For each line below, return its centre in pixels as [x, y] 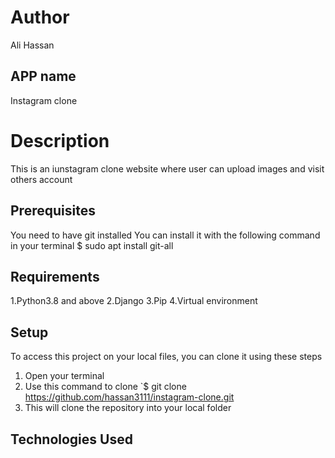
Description [60, 140]
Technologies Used [71, 439]
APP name [43, 76]
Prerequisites [53, 211]
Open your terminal [64, 376]
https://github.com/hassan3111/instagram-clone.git [129, 397]
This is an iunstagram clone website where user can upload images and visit [167, 168]
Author [40, 17]
